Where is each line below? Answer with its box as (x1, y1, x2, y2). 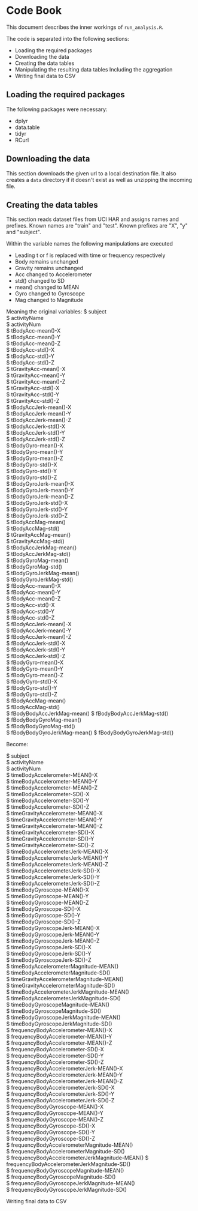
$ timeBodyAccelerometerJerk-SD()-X (6, 867, 100, 874)
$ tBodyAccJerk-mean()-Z (6, 417, 72, 424)
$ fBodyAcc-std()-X (6, 602, 55, 609)
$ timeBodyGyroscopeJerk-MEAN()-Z (6, 937, 100, 944)
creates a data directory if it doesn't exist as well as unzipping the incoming (6, 176, 193, 183)
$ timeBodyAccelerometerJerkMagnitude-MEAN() (6, 988, 130, 995)
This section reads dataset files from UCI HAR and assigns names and (6, 216, 179, 223)
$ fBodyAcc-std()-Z (6, 614, 55, 621)
